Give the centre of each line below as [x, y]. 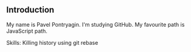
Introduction [30, 10]
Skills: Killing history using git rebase [52, 42]
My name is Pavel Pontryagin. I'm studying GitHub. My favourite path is [95, 24]
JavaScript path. [27, 31]
